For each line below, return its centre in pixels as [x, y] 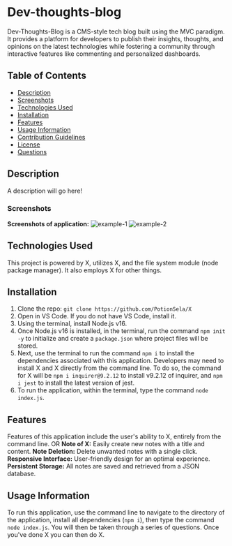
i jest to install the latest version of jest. [76, 383]
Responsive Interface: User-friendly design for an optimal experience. [109, 459]
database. [22, 474]
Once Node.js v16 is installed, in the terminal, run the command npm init [121, 331]
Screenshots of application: [48, 223]
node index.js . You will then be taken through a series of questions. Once [113, 527]
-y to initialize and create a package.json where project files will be [113, 339]
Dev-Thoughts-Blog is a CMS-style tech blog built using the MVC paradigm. [116, 31]
